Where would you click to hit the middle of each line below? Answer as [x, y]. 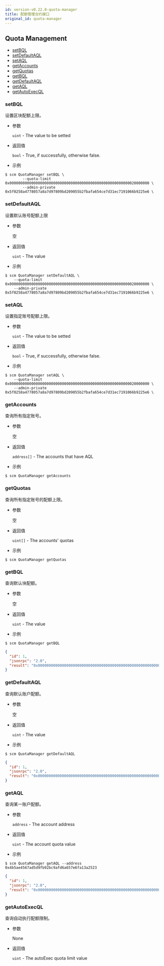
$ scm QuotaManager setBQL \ [35, 175]
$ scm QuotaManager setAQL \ [35, 375]
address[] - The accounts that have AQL [53, 457]
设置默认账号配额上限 [26, 215]
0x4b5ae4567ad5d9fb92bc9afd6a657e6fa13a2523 [51, 868]
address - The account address [43, 825]
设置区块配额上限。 [24, 116]
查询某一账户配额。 [24, 804]
